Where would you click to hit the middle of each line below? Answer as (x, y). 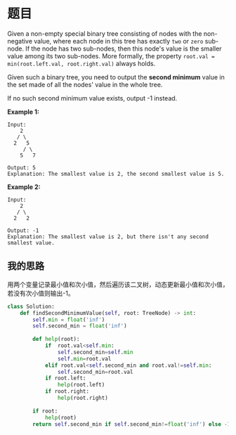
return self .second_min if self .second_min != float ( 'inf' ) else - (130, 424)
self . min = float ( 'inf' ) (69, 320)
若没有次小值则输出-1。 (41, 293)
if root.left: (65, 378)
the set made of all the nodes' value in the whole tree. (85, 84)
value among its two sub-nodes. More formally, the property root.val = (111, 56)
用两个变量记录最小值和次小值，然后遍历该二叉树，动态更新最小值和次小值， (118, 284)
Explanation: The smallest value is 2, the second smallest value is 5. (116, 174)
